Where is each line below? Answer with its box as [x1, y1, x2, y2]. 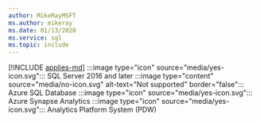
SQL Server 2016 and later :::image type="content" [47, 71, 214, 81]
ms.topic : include [8, 41, 69, 49]
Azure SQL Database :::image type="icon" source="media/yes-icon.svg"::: [8, 88, 253, 97]
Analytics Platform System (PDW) [47, 105, 157, 115]
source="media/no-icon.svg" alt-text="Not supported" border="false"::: [8, 80, 245, 90]
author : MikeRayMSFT [8, 11, 77, 20]
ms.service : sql [8, 33, 62, 42]
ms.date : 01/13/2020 [8, 26, 77, 34]
